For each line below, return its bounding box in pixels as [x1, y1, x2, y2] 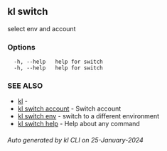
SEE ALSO [7, 81, 43, 91]
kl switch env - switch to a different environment [17, 112, 160, 121]
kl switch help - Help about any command [17, 120, 140, 128]
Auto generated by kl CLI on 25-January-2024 [7, 136, 144, 144]
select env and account [7, 24, 76, 33]
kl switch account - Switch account [17, 104, 122, 113]
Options [7, 42, 36, 52]
